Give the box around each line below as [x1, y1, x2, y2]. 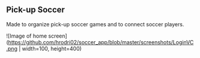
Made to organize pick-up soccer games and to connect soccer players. [6, 20, 184, 28]
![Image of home [6, 32, 47, 39]
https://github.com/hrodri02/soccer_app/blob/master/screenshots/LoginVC [8, 38, 194, 45]
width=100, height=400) [22, 45, 82, 52]
